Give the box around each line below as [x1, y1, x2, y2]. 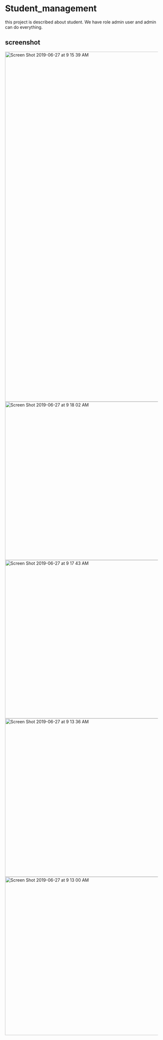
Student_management [5, 3, 97, 14]
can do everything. [5, 24, 43, 30]
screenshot [5, 39, 40, 47]
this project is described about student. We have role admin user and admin [5, 19, 157, 25]
